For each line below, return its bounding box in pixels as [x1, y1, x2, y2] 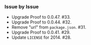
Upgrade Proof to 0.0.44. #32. [11, 19, 72, 25]
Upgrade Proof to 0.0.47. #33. [11, 14, 71, 20]
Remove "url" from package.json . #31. [11, 24, 86, 30]
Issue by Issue [4, 3, 39, 10]
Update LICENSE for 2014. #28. [11, 34, 72, 40]
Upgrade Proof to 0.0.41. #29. [11, 30, 71, 35]
